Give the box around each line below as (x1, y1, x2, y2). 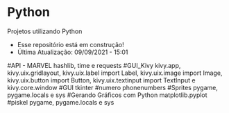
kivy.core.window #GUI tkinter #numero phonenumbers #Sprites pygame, (7, 83, 219, 92)
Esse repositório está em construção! (17, 40, 124, 49)
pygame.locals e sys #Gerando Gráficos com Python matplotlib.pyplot (7, 91, 207, 99)
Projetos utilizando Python (7, 27, 83, 35)
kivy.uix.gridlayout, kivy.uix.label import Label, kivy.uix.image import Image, (7, 69, 223, 77)
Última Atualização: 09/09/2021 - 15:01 (17, 48, 128, 56)
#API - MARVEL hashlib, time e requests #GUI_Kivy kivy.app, (7, 61, 181, 69)
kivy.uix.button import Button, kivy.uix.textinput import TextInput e (7, 76, 196, 84)
